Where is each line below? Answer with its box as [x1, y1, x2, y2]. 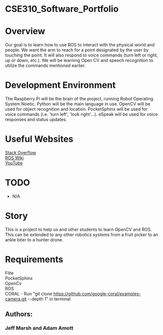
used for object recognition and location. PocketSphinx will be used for [5, 106, 148, 112]
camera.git [5, 296, 27, 302]
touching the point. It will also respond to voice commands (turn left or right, [5, 52, 158, 58]
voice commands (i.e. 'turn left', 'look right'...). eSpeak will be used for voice [5, 111, 158, 118]
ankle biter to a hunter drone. [5, 236, 63, 242]
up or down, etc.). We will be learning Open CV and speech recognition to [5, 58, 154, 63]
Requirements [5, 254, 63, 265]
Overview [5, 26, 45, 37]
